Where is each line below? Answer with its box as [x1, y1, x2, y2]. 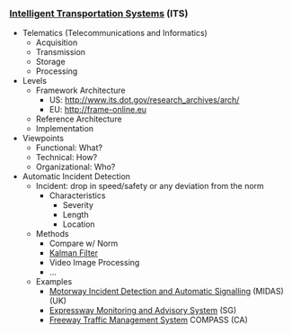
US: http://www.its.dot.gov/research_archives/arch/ [49, 95, 240, 105]
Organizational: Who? [35, 161, 116, 173]
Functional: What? [35, 142, 103, 153]
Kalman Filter [49, 248, 99, 258]
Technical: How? [35, 152, 98, 163]
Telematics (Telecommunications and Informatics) [22, 28, 208, 39]
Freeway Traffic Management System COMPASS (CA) [49, 314, 249, 326]
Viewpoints [22, 133, 65, 144]
